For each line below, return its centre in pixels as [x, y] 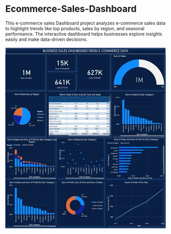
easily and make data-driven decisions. [47, 39]
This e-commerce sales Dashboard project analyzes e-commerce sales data [85, 23]
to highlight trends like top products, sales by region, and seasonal [75, 28]
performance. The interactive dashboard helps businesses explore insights [84, 34]
